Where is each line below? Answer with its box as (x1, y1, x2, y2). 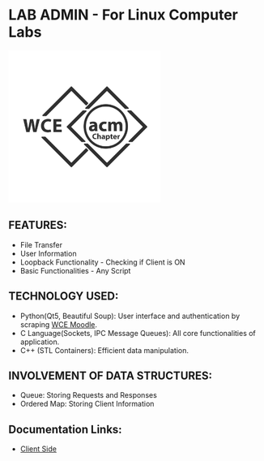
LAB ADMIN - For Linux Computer (8, 6, 239, 24)
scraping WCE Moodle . (19, 319, 98, 330)
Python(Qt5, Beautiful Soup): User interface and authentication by (19, 311, 241, 321)
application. (19, 337, 60, 347)
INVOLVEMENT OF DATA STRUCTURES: (8, 368, 213, 382)
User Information (19, 248, 77, 258)
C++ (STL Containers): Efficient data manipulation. (19, 345, 189, 355)
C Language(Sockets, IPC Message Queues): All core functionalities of (19, 328, 257, 338)
